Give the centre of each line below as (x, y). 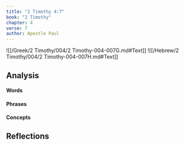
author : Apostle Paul (33, 34)
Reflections (28, 136)
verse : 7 (17, 28)
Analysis (23, 75)
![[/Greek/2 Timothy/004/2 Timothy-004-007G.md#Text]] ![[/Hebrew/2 (92, 50)
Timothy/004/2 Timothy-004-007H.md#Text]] (62, 57)
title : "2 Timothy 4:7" (35, 12)
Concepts (18, 117)
